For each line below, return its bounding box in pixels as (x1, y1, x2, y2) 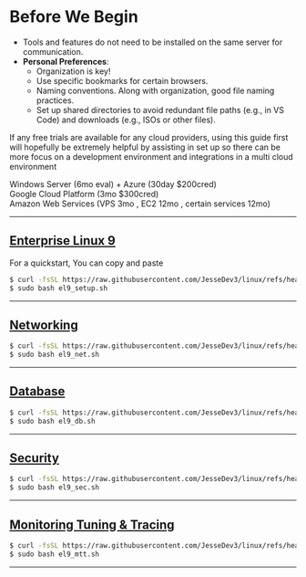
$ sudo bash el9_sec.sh (9, 483, 100, 492)
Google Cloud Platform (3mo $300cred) (9, 188, 159, 199)
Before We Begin (9, 6, 138, 27)
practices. (36, 94, 75, 106)
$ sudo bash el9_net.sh (9, 350, 100, 360)
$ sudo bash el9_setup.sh (9, 283, 107, 293)
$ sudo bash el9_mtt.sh (9, 550, 100, 559)
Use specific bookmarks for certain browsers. (36, 75, 209, 86)
